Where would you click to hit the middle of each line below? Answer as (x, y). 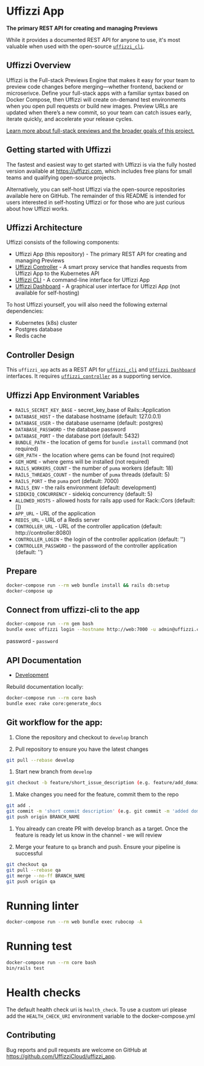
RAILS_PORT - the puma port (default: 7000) (67, 481)
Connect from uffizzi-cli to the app (73, 610)
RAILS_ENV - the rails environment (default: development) (86, 487)
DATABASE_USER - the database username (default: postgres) (89, 423)
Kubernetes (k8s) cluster (46, 323)
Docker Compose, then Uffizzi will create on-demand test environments (96, 99)
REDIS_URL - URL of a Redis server (57, 520)
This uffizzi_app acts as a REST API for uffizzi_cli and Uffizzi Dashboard (101, 370)
